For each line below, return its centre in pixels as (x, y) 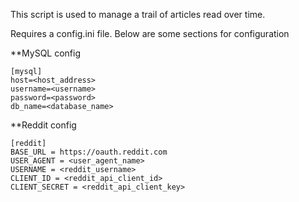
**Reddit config (43, 125)
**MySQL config (46, 53)
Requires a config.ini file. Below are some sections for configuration (150, 33)
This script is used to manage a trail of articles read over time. (138, 14)
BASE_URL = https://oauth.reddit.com (89, 152)
